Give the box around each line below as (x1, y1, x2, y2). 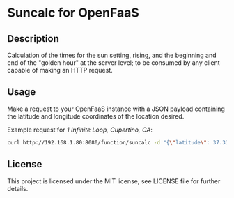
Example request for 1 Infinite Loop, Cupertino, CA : (7, 125, 153, 134)
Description (7, 33, 59, 45)
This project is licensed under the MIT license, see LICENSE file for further (7, 176, 221, 185)
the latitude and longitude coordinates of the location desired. (7, 112, 185, 120)
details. (7, 184, 29, 192)
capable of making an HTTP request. (7, 66, 113, 74)
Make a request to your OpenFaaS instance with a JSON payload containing (7, 105, 225, 113)
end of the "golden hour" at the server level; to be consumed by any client (7, 59, 221, 67)
